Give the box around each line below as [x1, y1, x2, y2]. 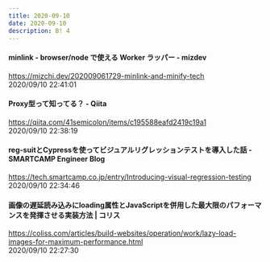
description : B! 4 [8, 27, 70, 35]
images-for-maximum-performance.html [8, 237, 143, 247]
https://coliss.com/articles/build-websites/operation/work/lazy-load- [8, 228, 237, 238]
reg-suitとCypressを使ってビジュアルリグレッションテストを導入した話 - [8, 145, 252, 155]
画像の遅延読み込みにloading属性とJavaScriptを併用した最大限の [8, 200, 227, 210]
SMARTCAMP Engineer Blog [8, 154, 106, 164]
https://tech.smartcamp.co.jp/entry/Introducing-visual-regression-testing [8, 172, 252, 182]
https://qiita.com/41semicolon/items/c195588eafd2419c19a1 [8, 117, 207, 127]
